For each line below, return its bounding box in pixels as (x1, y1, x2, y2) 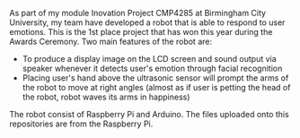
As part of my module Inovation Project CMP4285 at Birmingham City (9, 8, 267, 18)
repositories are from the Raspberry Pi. (9, 118, 154, 129)
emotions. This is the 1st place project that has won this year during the (9, 27, 273, 37)
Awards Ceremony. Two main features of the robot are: (9, 36, 213, 47)
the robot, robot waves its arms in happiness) (22, 91, 190, 102)
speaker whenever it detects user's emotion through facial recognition (22, 63, 283, 73)
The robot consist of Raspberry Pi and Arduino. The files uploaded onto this (9, 109, 289, 119)
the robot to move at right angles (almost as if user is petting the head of (22, 82, 291, 92)
